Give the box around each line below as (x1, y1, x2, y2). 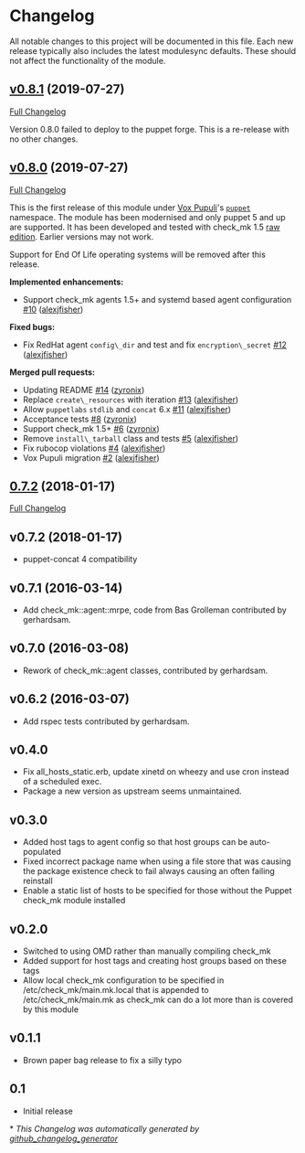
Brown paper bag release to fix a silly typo (22, 1054, 183, 1065)
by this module (22, 1004, 79, 1015)
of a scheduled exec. (22, 776, 102, 787)
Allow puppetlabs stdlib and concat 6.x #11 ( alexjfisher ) (22, 403, 231, 414)
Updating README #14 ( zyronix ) (22, 384, 145, 395)
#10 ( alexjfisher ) (22, 304, 84, 315)
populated (22, 847, 62, 858)
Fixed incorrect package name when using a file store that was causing (22, 856, 291, 867)
